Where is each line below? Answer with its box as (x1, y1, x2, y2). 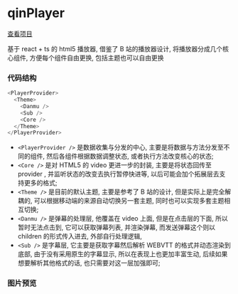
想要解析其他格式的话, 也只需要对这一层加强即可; (17, 258, 161, 268)
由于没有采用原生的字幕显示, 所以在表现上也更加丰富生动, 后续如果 (33, 250, 228, 258)
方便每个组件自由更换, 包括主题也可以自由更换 (29, 53, 164, 62)
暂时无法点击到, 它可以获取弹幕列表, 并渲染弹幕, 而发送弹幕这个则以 (17, 223, 215, 232)
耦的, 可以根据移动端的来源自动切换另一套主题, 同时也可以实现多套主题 (17, 196, 225, 205)
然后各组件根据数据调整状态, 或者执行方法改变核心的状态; (45, 152, 214, 161)
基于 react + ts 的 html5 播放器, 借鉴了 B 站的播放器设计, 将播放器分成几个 (7, 44, 223, 53)
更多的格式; (23, 179, 58, 187)
